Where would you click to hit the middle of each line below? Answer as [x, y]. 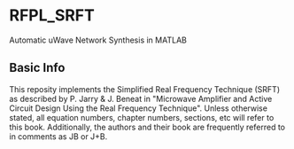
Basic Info [37, 68]
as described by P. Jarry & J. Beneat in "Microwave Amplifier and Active [141, 98]
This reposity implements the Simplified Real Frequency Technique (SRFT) [145, 89]
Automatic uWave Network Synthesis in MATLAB [98, 40]
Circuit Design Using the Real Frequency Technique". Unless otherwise [139, 108]
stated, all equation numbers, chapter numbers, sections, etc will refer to [142, 117]
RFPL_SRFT [52, 16]
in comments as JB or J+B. [58, 136]
